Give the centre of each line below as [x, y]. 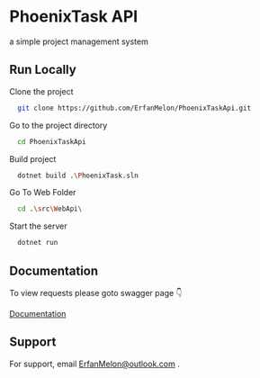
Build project [33, 158]
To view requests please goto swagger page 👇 [96, 292]
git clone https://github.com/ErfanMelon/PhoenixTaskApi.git [134, 108]
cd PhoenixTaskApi [52, 141]
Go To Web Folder [43, 193]
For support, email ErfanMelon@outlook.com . [94, 364]
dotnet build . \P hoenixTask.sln [78, 175]
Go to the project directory [58, 125]
